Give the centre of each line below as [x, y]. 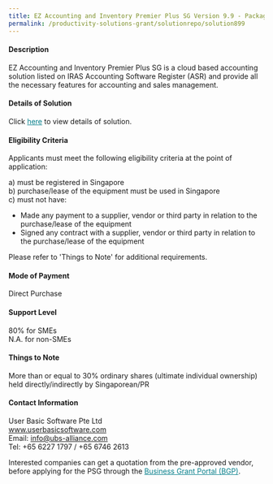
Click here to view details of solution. [70, 121]
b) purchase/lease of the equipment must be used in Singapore [115, 191]
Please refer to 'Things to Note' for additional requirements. [108, 257]
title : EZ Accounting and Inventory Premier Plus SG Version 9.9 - [125, 16]
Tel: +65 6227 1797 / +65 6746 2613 [69, 447]
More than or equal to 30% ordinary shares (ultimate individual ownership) [133, 375]
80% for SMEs [32, 331]
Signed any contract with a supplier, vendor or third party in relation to [138, 233]
